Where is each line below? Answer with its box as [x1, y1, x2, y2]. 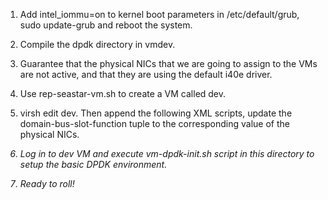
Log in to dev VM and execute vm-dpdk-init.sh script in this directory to [19, 148, 315, 159]
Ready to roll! [19, 178, 75, 189]
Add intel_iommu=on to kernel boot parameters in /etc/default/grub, [19, 9, 300, 20]
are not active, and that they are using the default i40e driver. [19, 69, 273, 80]
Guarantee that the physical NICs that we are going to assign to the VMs [19, 58, 318, 69]
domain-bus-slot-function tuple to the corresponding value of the [19, 118, 290, 129]
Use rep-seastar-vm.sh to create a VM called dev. [19, 88, 227, 99]
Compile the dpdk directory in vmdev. [19, 39, 176, 50]
